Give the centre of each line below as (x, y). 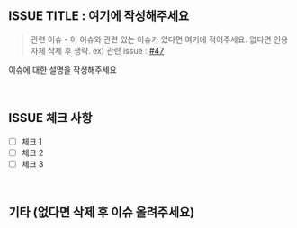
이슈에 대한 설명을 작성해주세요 (63, 69)
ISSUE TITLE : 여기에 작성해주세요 (99, 16)
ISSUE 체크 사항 (50, 118)
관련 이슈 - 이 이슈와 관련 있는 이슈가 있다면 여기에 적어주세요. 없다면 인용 (159, 39)
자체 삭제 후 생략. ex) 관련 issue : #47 (97, 50)
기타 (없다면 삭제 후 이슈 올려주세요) (102, 212)
